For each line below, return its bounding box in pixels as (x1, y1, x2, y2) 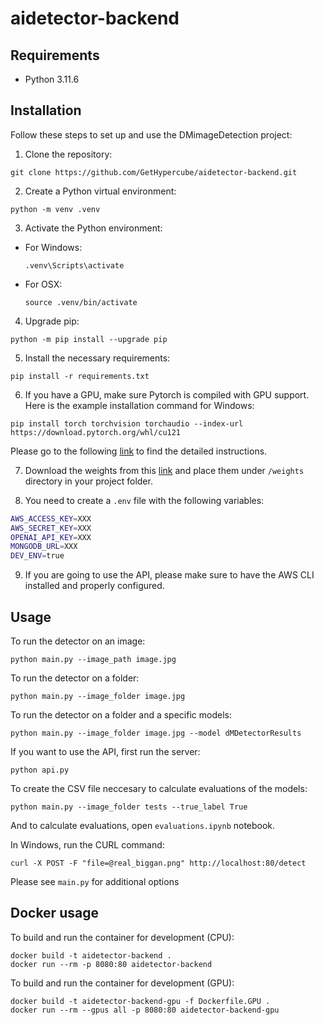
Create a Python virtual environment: (24, 185, 177, 197)
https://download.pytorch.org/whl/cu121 (10, 427, 182, 437)
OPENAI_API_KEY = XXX (10, 532, 92, 542)
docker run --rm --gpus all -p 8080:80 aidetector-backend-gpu (10, 1005, 280, 1015)
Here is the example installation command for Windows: (24, 399, 255, 411)
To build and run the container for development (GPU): (10, 977, 235, 989)
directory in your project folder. (24, 475, 153, 487)
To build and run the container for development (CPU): (10, 931, 235, 943)
